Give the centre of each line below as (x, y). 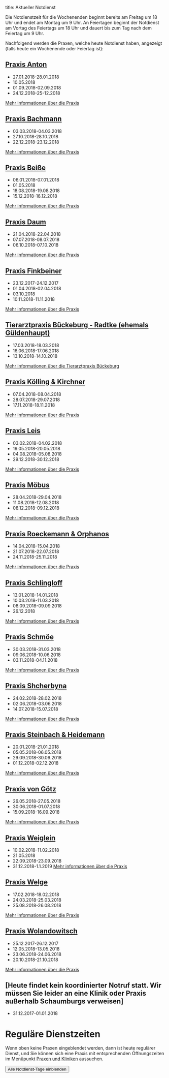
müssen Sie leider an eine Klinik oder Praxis (76, 993)
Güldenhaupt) (28, 333)
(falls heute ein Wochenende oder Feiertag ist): (55, 49)
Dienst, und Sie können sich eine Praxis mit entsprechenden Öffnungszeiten (85, 1054)
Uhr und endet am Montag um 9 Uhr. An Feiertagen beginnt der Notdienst (82, 23)
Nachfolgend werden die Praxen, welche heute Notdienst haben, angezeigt (84, 43)
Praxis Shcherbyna (36, 686)
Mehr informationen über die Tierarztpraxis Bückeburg (62, 366)
